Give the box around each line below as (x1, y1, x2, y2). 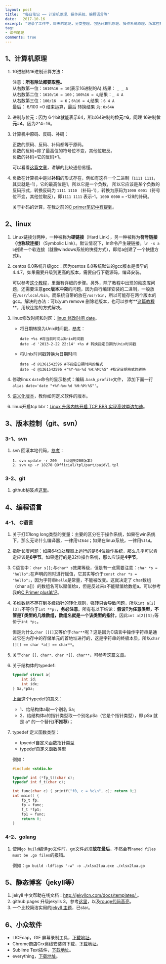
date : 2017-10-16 (5, 16, 45, 21)
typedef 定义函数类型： (12, 729, 60, 735)
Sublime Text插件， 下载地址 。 (12, 947, 74, 953)
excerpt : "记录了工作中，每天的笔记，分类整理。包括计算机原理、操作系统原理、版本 (5, 21, 156, 26)
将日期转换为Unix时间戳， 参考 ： (19, 325, 85, 332)
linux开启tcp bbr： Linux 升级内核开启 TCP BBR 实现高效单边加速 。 (12, 403, 148, 409)
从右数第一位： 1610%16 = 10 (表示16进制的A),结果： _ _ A (12, 85, 128, 91)
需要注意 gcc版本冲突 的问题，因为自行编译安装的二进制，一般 (25, 286, 151, 292)
